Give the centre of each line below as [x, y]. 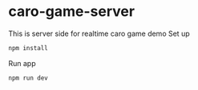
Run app [22, 63]
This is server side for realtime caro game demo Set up [99, 33]
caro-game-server [71, 12]
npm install [28, 48]
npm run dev [28, 78]
